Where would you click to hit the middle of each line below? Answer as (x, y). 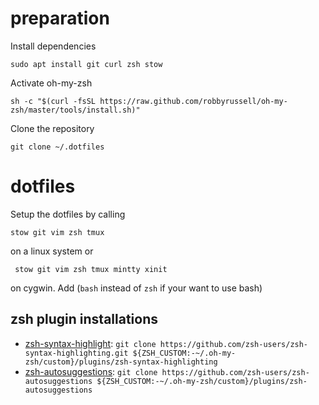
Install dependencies (53, 46)
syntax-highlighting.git (76, 353)
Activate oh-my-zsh (51, 83)
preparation (60, 18)
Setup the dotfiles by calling (68, 214)
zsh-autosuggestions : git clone (91, 371)
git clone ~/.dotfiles (57, 147)
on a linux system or (52, 251)
